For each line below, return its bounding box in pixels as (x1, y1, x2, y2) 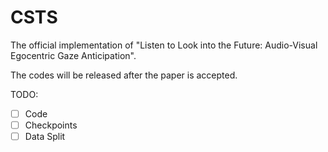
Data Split (24, 131, 66, 143)
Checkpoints (24, 119, 78, 131)
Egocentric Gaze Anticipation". (10, 49, 137, 61)
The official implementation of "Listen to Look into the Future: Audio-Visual (10, 39, 318, 51)
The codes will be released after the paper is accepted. (10, 69, 238, 81)
